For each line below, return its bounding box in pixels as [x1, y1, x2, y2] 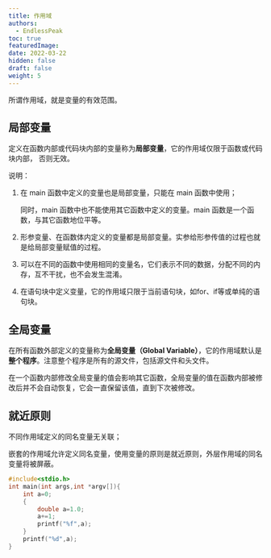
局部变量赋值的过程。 [34, 243, 106, 252]
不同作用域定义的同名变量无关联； [8, 432, 122, 442]
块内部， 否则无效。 [8, 154, 74, 164]
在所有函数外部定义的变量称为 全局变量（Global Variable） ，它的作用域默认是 [8, 346, 262, 356]
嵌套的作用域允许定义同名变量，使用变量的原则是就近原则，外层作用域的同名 [8, 449, 263, 459]
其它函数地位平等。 [41, 215, 106, 225]
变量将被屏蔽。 [8, 459, 58, 468]
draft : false [8, 65, 52, 73]
